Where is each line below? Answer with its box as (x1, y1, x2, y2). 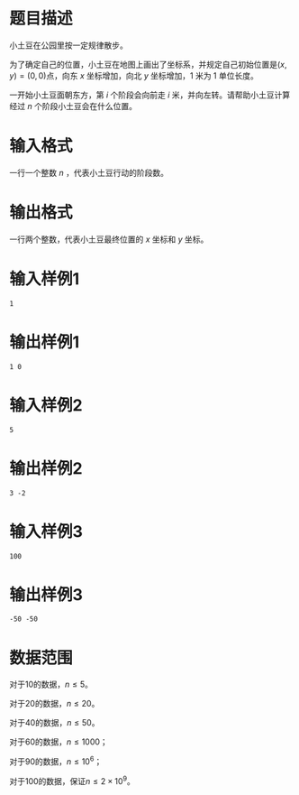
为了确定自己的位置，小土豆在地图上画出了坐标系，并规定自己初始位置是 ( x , (9, 59, 287, 69)
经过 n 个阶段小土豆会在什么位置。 (9, 100, 138, 111)
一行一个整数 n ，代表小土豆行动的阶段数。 (9, 167, 169, 178)
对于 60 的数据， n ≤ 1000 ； (9, 736, 108, 747)
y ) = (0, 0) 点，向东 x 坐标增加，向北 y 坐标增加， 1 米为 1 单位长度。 (9, 69, 258, 81)
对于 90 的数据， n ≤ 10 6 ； (9, 754, 103, 767)
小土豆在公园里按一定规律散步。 (9, 40, 128, 51)
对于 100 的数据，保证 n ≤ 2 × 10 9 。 (9, 774, 135, 786)
